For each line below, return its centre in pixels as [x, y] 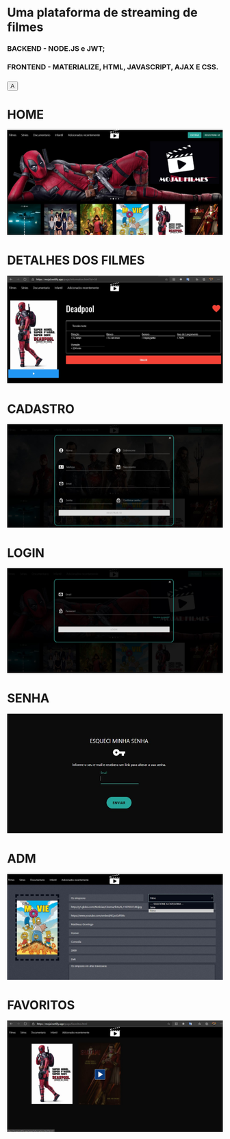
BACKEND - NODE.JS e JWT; [56, 49]
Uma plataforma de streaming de [102, 13]
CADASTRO [41, 409]
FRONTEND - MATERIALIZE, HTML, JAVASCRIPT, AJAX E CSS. [113, 67]
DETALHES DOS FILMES [76, 260]
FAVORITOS [41, 1005]
